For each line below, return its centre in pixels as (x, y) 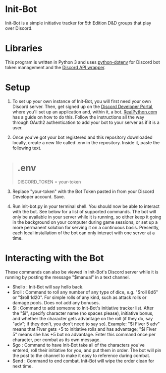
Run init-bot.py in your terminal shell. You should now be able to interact (86, 206)
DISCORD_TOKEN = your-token (49, 182)
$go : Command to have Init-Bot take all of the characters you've (78, 345)
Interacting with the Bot (55, 258)
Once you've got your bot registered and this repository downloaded (82, 137)
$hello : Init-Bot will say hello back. (48, 286)
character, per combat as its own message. (56, 340)
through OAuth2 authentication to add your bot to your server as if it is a (86, 122)
